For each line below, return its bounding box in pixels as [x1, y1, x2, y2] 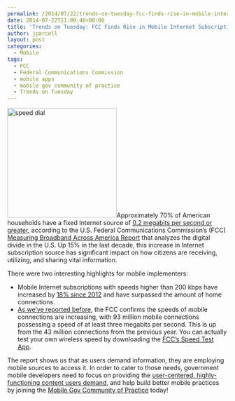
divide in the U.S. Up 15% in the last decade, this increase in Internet [7, 241, 204, 250]
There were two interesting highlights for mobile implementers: [7, 269, 189, 278]
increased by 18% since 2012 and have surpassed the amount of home [17, 290, 222, 299]
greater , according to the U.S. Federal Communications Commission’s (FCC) [7, 226, 226, 235]
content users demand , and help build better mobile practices [41, 379, 220, 387]
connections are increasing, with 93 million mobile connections [17, 313, 199, 321]
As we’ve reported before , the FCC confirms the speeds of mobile [17, 306, 208, 314]
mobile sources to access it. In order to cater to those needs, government [7, 364, 219, 372]
